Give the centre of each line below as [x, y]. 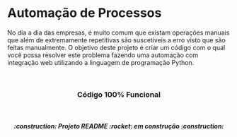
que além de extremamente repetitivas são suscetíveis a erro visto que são [117, 40]
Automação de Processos [85, 13]
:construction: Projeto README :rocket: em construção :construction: [119, 126]
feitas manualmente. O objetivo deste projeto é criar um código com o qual [116, 47]
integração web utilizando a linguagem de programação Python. [101, 62]
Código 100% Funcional [119, 95]
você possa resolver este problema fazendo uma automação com [103, 55]
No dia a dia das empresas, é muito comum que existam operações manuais [118, 32]
